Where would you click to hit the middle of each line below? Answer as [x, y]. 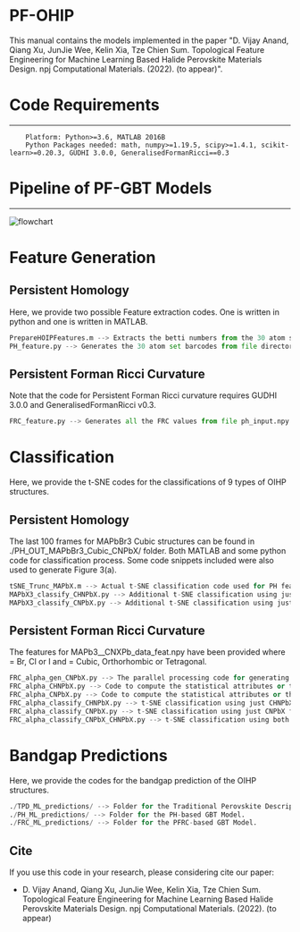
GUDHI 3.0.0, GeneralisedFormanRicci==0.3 [149, 153]
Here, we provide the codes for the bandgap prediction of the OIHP [133, 780]
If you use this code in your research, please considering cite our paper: [142, 872]
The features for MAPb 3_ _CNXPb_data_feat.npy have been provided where [147, 652]
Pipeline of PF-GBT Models [111, 188]
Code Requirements [85, 105]
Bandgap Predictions [88, 755]
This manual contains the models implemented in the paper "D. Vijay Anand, [149, 40]
